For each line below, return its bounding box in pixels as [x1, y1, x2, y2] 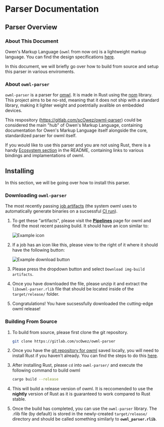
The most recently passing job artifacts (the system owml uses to [5, 203, 137, 209]
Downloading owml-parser [5, 192, 67, 199]
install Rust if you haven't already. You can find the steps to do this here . [12, 353, 158, 358]
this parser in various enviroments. [5, 69, 75, 74]
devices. [5, 108, 23, 114]
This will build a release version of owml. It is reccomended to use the [12, 386, 153, 392]
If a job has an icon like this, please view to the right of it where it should [12, 242, 158, 248]
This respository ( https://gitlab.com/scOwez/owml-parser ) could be [5, 117, 142, 123]
